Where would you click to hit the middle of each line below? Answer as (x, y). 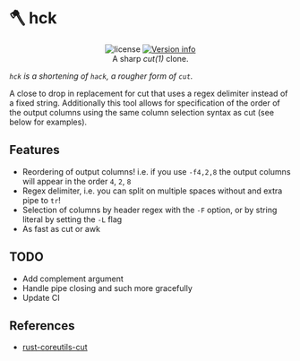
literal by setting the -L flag (72, 219)
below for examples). (48, 122)
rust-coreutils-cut (55, 348)
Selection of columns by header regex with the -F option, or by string (150, 210)
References (42, 326)
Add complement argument (73, 279)
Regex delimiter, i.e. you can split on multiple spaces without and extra (152, 191)
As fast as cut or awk (61, 228)
